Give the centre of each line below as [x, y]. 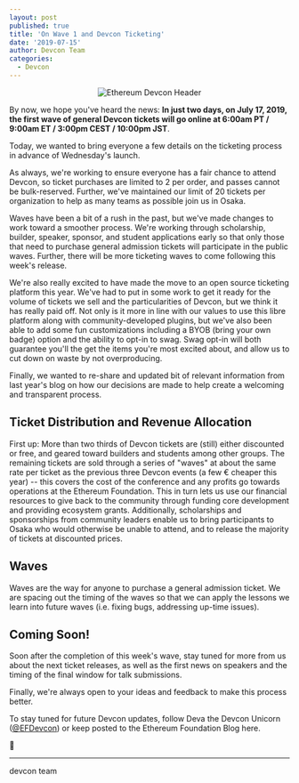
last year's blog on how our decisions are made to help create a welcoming [147, 384]
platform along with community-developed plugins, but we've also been [141, 320]
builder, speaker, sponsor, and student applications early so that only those [147, 237]
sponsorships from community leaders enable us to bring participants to [141, 519]
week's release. [38, 265]
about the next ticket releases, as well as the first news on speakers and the [148, 666]
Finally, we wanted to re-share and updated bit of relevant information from [147, 375]
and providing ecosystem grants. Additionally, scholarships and [125, 510]
